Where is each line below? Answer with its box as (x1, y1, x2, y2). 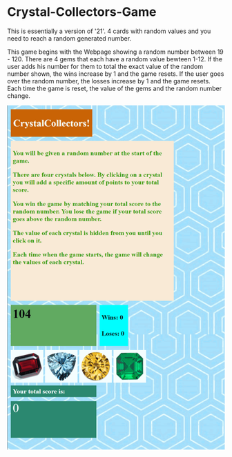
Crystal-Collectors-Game (7, 4, 157, 20)
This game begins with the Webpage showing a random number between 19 (7, 48, 224, 56)
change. (7, 91, 31, 100)
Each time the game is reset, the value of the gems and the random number (7, 84, 222, 92)
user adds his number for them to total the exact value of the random (7, 62, 204, 70)
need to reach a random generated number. (7, 34, 132, 42)
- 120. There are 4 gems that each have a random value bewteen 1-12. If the (7, 54, 223, 63)
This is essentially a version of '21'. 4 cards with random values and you (7, 27, 211, 35)
